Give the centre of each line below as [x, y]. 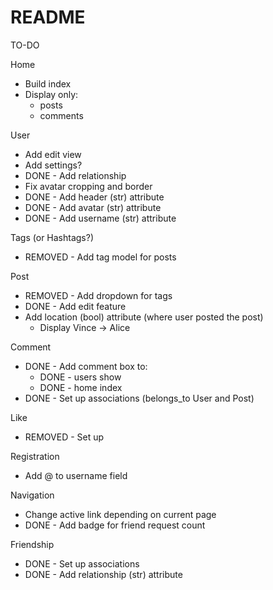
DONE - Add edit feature [75, 306]
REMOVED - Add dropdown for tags [98, 295]
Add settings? [53, 165]
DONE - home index [81, 387]
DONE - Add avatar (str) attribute [93, 207]
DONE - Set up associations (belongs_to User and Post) [139, 398]
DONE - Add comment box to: [86, 366]
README [48, 17]
